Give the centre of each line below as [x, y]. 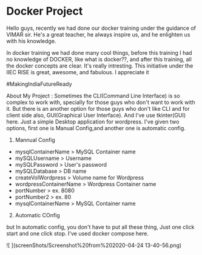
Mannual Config [35, 140]
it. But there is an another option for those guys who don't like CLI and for [98, 108]
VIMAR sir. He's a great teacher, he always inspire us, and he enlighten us [98, 34]
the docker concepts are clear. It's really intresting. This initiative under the [100, 66]
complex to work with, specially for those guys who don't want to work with [101, 102]
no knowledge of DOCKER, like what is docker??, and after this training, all [99, 59]
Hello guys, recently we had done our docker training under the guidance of [101, 28]
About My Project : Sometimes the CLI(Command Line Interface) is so [93, 96]
